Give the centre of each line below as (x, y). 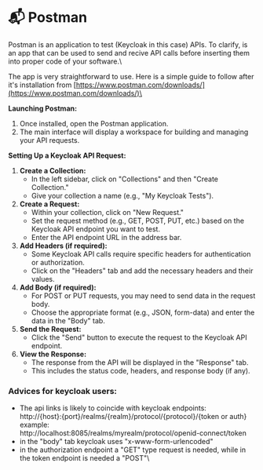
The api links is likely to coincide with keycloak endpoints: (113, 408)
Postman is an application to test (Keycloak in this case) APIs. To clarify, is (128, 44)
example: (34, 425)
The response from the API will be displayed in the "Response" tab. (140, 362)
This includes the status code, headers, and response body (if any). (141, 370)
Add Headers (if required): (63, 246)
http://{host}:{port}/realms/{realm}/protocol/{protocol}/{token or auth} (133, 417)
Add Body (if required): (58, 287)
